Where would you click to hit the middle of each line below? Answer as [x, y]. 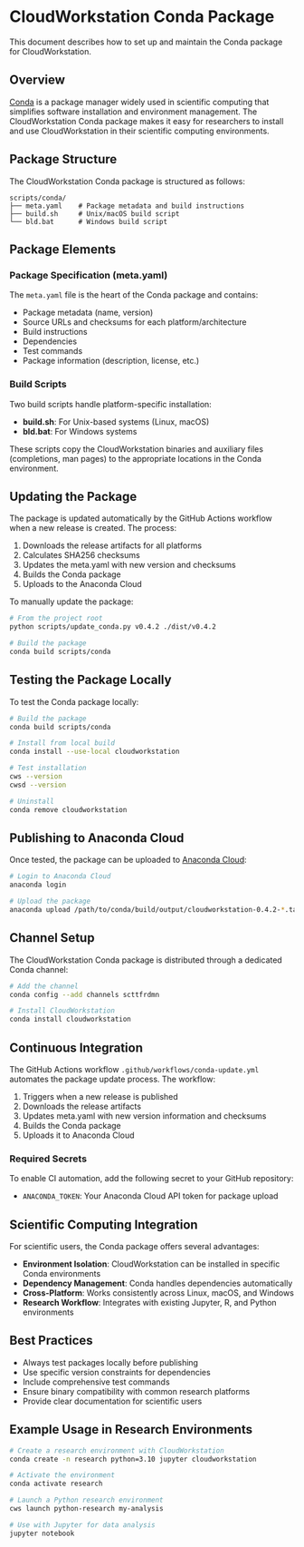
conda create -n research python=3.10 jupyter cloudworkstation [133, 1459]
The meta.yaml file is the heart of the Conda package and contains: [134, 295]
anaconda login [38, 885]
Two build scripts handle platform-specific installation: [111, 404]
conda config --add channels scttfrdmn [85, 994]
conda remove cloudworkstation [68, 809]
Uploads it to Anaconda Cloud [78, 1135]
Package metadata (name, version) [88, 313]
